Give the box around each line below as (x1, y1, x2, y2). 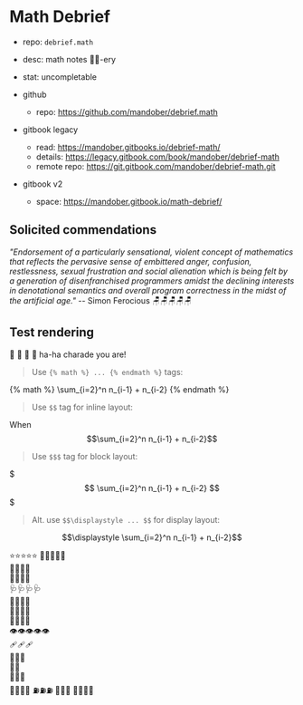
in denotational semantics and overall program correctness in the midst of (9, 285, 287, 295)
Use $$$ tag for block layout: (31, 450, 138, 461)
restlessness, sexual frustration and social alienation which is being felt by (9, 266, 288, 276)
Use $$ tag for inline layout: (31, 401, 134, 412)
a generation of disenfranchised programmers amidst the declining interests (9, 275, 295, 286)
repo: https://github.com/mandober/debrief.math (35, 106, 219, 117)
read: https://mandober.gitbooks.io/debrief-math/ (35, 141, 221, 152)
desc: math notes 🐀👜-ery (22, 53, 116, 64)
